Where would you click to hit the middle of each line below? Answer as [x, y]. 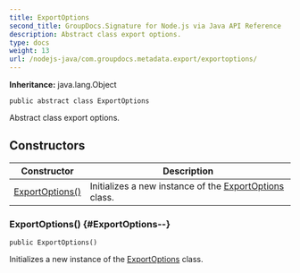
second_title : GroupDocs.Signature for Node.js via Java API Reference [145, 26]
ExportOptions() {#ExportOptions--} [90, 224]
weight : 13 [29, 51]
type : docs [29, 43]
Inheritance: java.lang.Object [63, 85]
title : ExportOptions [50, 17]
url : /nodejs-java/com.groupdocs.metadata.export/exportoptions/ [133, 59]
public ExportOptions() [54, 243]
